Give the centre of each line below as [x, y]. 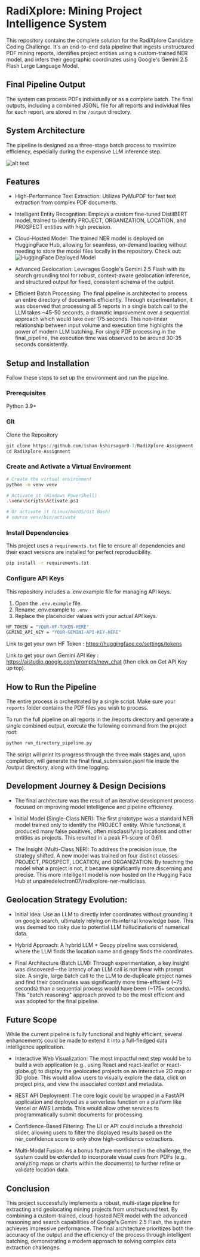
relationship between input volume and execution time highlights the [99, 325]
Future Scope [32, 1020]
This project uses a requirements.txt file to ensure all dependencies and [96, 546]
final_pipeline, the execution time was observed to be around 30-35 [98, 338]
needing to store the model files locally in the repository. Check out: [98, 251]
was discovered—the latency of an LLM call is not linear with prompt [99, 969]
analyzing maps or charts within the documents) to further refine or [98, 1164]
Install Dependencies [38, 533]
